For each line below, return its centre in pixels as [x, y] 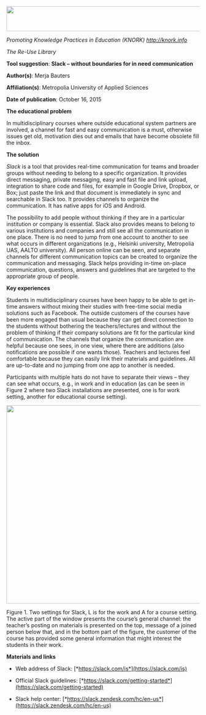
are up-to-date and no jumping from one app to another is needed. [91, 365]
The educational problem [39, 111]
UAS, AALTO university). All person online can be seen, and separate [93, 250]
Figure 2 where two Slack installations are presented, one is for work [93, 390]
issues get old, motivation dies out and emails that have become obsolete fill [103, 136]
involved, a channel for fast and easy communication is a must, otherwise [99, 129]
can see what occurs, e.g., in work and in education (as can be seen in [96, 384]
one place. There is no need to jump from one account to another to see [97, 237]
